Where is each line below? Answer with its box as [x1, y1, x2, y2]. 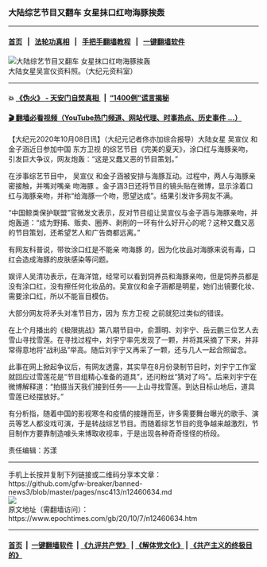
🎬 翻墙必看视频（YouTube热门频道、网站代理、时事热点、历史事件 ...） [8, 113, 242, 122]
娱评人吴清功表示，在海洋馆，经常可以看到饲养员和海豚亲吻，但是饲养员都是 [8, 272, 259, 282]
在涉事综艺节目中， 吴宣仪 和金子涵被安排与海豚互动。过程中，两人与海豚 [8, 171, 249, 181]
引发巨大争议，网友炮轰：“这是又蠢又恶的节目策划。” [8, 154, 179, 164]
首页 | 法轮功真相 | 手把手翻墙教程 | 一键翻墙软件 [8, 37, 185, 46]
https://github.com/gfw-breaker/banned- [8, 479, 143, 488]
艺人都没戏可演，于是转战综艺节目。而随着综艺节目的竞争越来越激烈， [21, 419, 252, 429]
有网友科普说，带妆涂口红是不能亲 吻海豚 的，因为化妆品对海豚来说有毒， [8, 245, 249, 254]
